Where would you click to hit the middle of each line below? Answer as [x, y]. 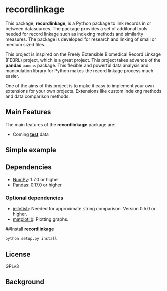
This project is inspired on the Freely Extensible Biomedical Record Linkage [83, 54]
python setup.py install [31, 239]
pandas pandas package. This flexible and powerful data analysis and [77, 65]
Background [25, 282]
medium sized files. [25, 44]
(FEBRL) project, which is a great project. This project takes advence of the [83, 60]
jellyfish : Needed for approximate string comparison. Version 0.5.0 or [84, 209]
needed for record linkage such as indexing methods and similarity [74, 34]
